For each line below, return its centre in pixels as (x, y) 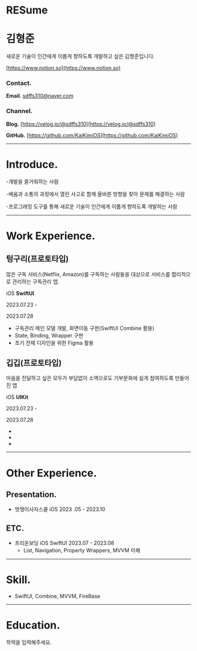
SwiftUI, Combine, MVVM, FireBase (57, 596)
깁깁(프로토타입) (34, 363)
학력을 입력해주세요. (29, 642)
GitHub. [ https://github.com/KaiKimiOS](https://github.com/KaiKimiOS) (92, 135)
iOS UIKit (17, 397)
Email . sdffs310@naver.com (40, 96)
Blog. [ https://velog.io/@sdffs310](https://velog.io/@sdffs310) (81, 124)
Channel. (19, 111)
